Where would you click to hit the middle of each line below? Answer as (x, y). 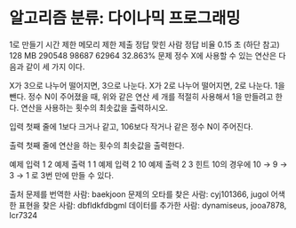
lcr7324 (24, 215)
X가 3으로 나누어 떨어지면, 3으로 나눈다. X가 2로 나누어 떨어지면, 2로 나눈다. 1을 (148, 85)
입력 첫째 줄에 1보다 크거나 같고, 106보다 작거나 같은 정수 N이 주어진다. (131, 126)
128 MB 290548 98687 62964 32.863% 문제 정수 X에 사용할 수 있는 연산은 (143, 55)
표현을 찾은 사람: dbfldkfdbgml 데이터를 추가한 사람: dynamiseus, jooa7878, (152, 205)
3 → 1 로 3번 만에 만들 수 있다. (61, 175)
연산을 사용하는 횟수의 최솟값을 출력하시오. (95, 107)
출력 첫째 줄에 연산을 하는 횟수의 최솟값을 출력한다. (97, 145)
